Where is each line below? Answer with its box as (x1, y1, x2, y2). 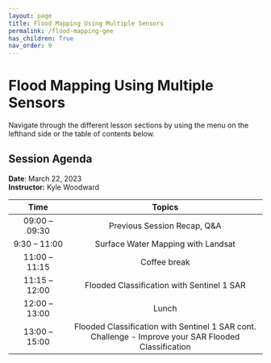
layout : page (8, 11, 52, 20)
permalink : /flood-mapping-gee (8, 27, 114, 35)
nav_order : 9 (8, 42, 52, 50)
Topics (152, 201, 179, 212)
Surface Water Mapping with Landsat (94, 238, 236, 249)
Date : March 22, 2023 (8, 173, 82, 183)
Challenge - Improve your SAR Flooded (90, 331, 240, 342)
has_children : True (8, 34, 74, 43)
